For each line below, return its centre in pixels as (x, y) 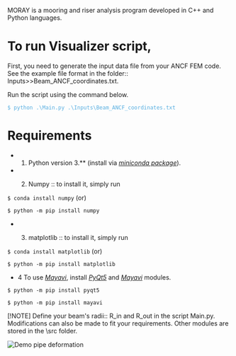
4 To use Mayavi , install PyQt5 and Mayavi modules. (94, 277)
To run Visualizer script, (79, 46)
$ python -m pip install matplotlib (61, 264)
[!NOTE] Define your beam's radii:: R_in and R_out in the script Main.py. (111, 316)
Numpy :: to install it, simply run (74, 184)
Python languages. (35, 18)
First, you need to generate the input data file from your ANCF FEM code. (114, 66)
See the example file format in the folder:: (68, 73)
